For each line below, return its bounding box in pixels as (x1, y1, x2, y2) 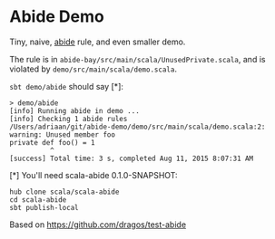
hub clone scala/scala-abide (9, 187, 120, 196)
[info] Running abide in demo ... (9, 106, 141, 115)
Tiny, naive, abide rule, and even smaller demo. (9, 36, 186, 47)
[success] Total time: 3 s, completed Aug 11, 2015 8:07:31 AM (9, 154, 254, 163)
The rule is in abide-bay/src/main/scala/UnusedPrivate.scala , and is (9, 53, 266, 64)
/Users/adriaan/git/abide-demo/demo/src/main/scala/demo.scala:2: (9, 122, 266, 131)
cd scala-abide (9, 195, 67, 205)
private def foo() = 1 (9, 138, 95, 147)
